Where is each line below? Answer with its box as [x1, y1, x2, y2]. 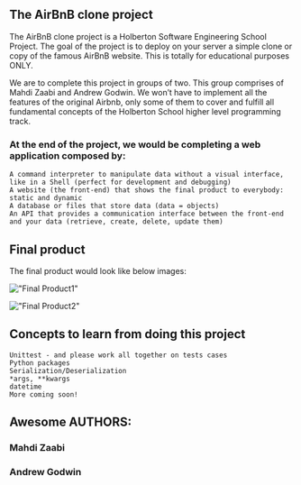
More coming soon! [9, 389, 78, 399]
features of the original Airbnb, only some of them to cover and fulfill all [9, 96, 275, 107]
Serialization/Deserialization [9, 366, 127, 375]
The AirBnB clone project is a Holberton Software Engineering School [9, 31, 268, 41]
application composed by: [9, 149, 126, 161]
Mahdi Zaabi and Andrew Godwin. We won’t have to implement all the [9, 87, 268, 97]
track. [9, 115, 32, 126]
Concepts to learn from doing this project [9, 326, 246, 342]
